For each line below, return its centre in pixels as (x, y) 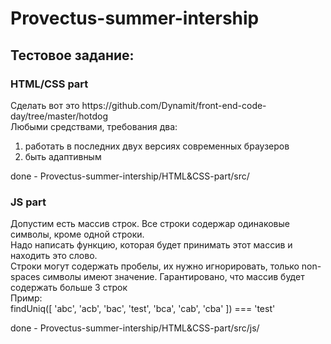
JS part (28, 202)
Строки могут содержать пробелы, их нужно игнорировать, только (155, 266)
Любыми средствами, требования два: (94, 126)
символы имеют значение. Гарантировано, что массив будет (173, 277)
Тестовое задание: (72, 55)
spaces (25, 277)
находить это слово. (54, 256)
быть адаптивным (63, 156)
